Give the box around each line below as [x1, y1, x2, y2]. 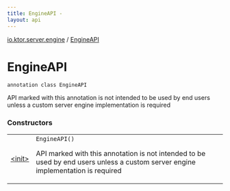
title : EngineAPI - [7, 10, 63, 17]
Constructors [7, 118, 53, 127]
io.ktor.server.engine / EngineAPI [7, 35, 99, 43]
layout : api [7, 16, 41, 23]
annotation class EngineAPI [7, 81, 88, 89]
